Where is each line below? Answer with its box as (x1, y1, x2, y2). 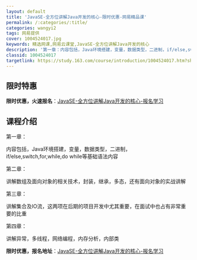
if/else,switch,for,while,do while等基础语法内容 (6, 153, 118, 160)
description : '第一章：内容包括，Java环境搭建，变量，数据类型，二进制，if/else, (6, 47, 188, 53)
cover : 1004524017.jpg (6, 36, 62, 42)
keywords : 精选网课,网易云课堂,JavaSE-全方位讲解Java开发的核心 (6, 42, 150, 48)
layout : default (6, 8, 46, 15)
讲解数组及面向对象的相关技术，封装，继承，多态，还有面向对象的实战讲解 (6, 178, 186, 185)
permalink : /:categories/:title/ (6, 19, 88, 25)
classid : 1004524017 (6, 52, 57, 58)
